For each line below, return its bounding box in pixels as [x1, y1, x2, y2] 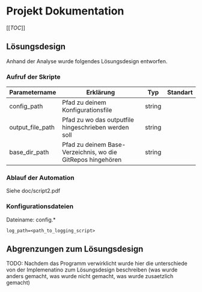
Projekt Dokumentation [6, 4, 124, 18]
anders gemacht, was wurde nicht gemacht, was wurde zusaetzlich [6, 273, 174, 280]
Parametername [9, 89, 57, 97]
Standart [167, 89, 193, 97]
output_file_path [9, 123, 55, 132]
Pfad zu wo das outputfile [62, 116, 134, 124]
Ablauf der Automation [6, 173, 75, 182]
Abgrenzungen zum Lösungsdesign [6, 244, 144, 254]
